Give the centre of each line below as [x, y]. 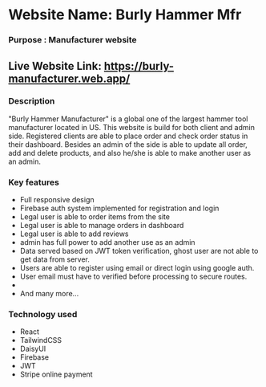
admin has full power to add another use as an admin [107, 242]
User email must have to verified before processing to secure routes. [133, 277]
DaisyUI [33, 349]
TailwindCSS [41, 340]
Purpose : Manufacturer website [73, 40]
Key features [34, 182]
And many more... [49, 294]
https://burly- [139, 66]
